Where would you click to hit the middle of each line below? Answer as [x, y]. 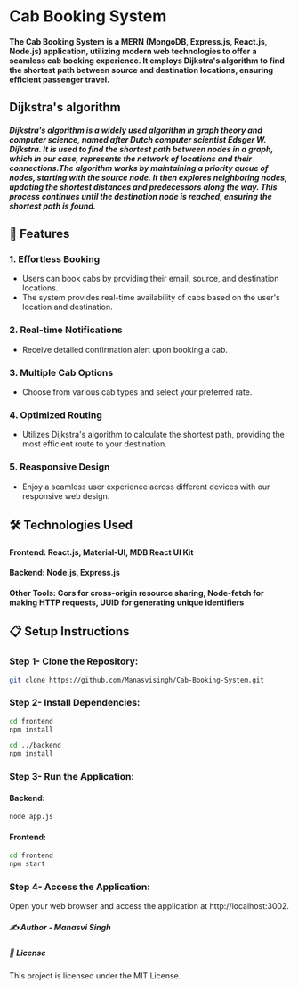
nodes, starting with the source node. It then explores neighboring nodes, [148, 177]
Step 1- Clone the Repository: [74, 661]
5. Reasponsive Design [60, 467]
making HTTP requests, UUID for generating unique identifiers [127, 602]
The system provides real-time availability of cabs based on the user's [151, 298]
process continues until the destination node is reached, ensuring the [141, 196]
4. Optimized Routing [56, 414]
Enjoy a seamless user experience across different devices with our [146, 487]
